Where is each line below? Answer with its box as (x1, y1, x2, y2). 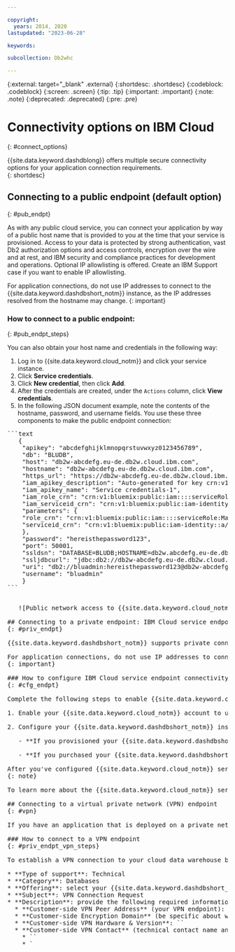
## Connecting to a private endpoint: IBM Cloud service (7, 618, 207, 626)
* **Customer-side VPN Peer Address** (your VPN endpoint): (14, 905, 225, 913)
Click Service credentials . (17, 372, 94, 380)
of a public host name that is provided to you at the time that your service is (7, 230, 225, 239)
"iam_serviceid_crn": (22, 500, 97, 508)
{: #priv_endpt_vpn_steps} (7, 842, 100, 850)
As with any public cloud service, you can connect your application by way (7, 223, 223, 232)
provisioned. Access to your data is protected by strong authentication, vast (7, 238, 226, 246)
